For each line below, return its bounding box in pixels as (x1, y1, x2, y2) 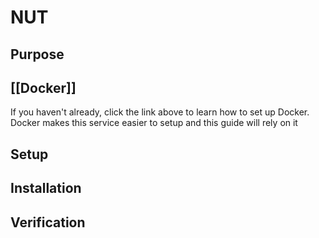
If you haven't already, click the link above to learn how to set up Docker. (10, 106, 310, 118)
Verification (10, 214, 86, 231)
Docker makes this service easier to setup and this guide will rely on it (10, 117, 298, 129)
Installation (10, 180, 82, 197)
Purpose (10, 46, 65, 63)
